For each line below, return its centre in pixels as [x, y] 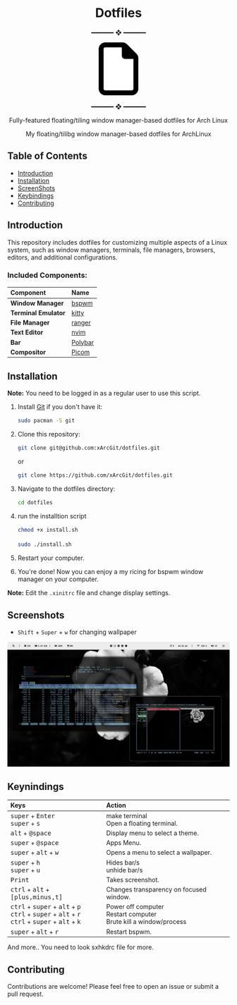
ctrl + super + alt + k [45, 922]
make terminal [127, 815]
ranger [81, 323]
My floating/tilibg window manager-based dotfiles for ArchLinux [119, 134]
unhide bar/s [124, 870]
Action [116, 805]
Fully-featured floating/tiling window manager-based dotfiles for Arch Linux [119, 120]
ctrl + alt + [30, 889]
